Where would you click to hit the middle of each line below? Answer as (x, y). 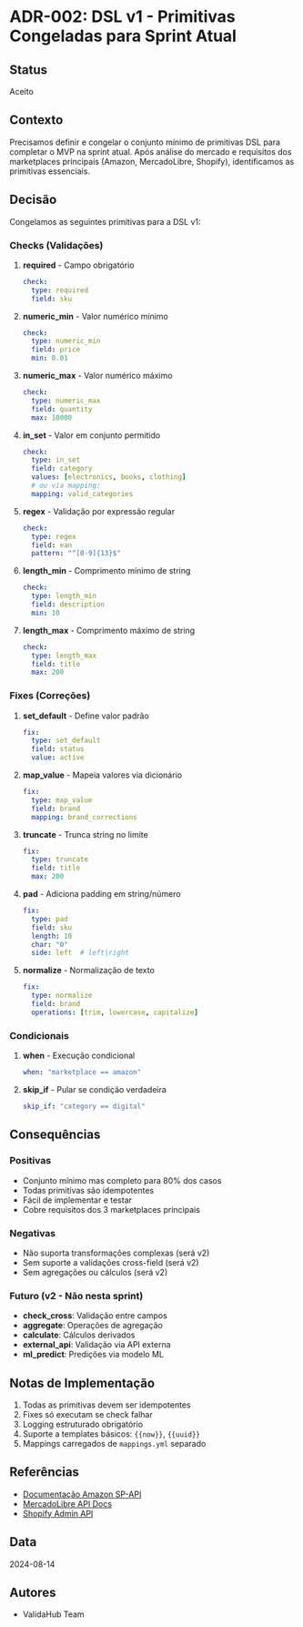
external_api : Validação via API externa (96, 1345)
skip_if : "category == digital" (84, 1107)
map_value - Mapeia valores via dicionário (102, 775)
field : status (58, 749)
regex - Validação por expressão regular (99, 511)
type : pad (50, 919)
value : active (58, 758)
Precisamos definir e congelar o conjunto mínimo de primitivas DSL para (145, 142)
